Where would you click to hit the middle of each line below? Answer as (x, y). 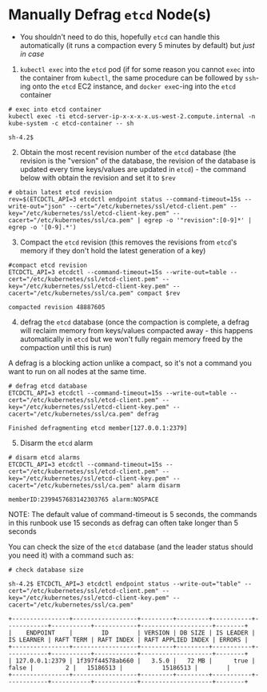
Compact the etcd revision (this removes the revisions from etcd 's (128, 242)
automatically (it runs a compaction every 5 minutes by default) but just (137, 45)
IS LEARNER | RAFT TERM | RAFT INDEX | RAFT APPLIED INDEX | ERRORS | (128, 640)
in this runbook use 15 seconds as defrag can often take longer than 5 (123, 523)
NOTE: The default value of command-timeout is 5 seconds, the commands (133, 514)
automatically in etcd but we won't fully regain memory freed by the (131, 339)
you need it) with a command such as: (71, 555)
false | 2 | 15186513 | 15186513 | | (119, 668)
